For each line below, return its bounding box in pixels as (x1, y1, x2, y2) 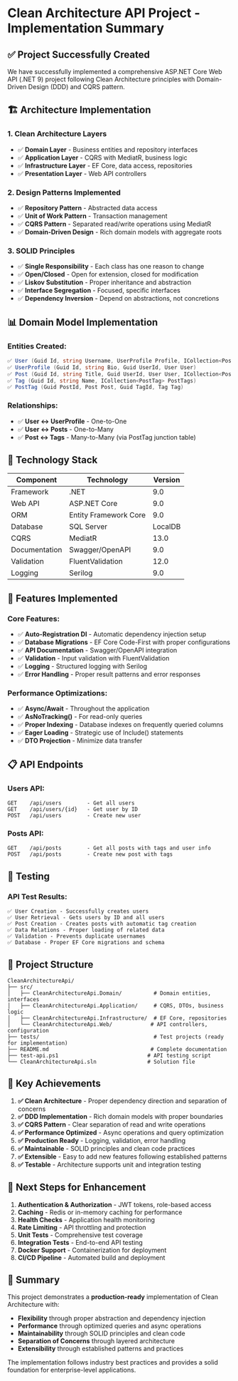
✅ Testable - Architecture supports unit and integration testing (17, 1160, 201, 1169)
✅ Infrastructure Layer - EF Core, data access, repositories (17, 161, 193, 170)
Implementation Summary (7, 20, 165, 36)
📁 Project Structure (7, 958, 94, 971)
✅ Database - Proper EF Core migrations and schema (7, 939, 165, 946)
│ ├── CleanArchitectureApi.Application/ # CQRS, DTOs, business (7, 1002, 224, 1009)
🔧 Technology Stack (7, 454, 98, 466)
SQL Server (69, 522, 108, 532)
